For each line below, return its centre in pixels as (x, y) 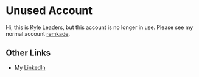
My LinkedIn (30, 67)
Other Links (28, 53)
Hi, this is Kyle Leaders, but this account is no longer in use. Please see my (100, 27)
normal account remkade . (38, 33)
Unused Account (49, 11)
